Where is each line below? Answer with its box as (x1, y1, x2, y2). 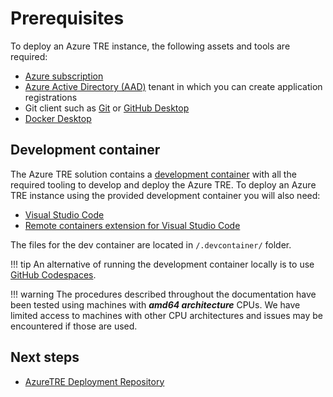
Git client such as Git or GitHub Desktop (24, 102, 190, 114)
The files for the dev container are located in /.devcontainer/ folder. (10, 238, 292, 251)
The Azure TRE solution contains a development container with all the (10, 168, 297, 180)
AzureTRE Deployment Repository (24, 375, 165, 387)
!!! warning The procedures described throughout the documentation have (10, 288, 317, 300)
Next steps (10, 349, 80, 366)
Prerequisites (10, 7, 125, 30)
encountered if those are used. (10, 320, 138, 332)
